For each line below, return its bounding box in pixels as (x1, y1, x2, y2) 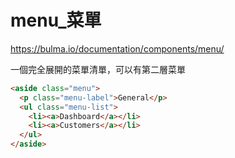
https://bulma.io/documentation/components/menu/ (10, 42, 225, 55)
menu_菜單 (10, 9, 102, 32)
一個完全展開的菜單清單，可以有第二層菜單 (10, 63, 186, 75)
